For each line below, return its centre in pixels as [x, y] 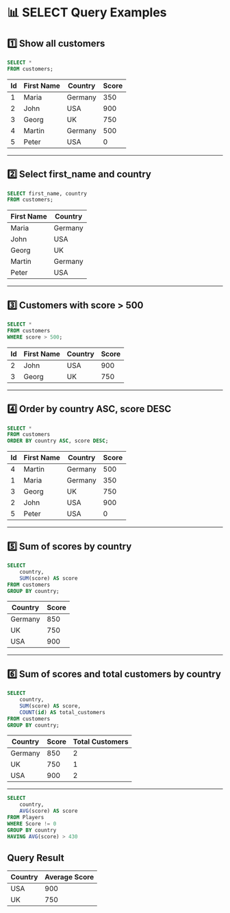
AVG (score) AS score [49, 811]
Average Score [69, 877]
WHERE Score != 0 [32, 824]
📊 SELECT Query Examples [87, 13]
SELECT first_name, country [47, 193]
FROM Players [26, 818]
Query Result [36, 858]
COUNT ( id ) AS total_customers [63, 712]
